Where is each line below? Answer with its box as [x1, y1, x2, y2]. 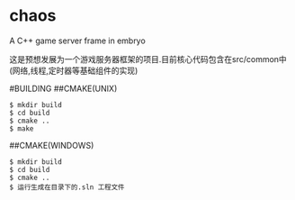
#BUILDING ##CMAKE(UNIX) [9, 83, 118, 94]
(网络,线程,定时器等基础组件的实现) [9, 65, 139, 76]
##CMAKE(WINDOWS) [9, 140, 94, 150]
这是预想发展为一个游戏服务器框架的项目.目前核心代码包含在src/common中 [9, 53, 288, 64]
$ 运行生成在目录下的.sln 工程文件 [9, 182, 125, 192]
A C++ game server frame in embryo [9, 35, 146, 46]
